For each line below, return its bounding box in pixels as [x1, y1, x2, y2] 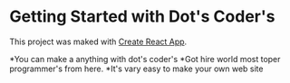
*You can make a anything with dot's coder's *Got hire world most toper [9, 53, 281, 64]
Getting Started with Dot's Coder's [9, 6, 275, 27]
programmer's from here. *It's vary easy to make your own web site [9, 63, 264, 74]
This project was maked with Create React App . [9, 36, 188, 47]
